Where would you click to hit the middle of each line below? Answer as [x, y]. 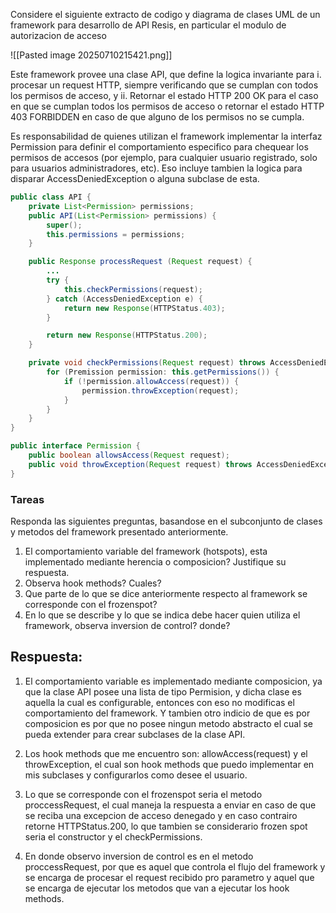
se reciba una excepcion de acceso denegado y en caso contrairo [161, 815]
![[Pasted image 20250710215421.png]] [91, 55]
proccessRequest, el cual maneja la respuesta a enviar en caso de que [170, 805]
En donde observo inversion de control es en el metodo [139, 856]
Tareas [27, 499]
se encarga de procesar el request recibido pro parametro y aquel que [169, 877]
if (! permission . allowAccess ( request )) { [151, 381]
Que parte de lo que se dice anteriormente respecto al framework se [166, 593]
